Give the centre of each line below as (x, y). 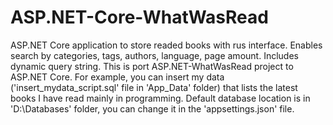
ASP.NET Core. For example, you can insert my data (117, 77)
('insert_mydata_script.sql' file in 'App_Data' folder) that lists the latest (154, 87)
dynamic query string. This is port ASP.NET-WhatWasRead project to (152, 66)
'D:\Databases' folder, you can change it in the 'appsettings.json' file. (152, 108)
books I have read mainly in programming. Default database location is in (160, 98)
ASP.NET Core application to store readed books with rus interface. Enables (166, 45)
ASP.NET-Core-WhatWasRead (139, 17)
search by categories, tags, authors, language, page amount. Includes (154, 55)
